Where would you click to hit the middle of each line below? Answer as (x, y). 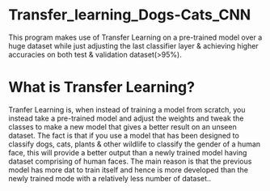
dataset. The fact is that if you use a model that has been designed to (124, 135)
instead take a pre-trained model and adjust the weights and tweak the (126, 118)
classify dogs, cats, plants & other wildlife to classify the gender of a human (135, 144)
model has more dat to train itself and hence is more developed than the (129, 170)
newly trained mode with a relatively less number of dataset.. (110, 178)
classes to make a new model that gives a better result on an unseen (122, 126)
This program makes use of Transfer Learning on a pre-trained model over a (135, 37)
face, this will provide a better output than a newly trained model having (128, 152)
